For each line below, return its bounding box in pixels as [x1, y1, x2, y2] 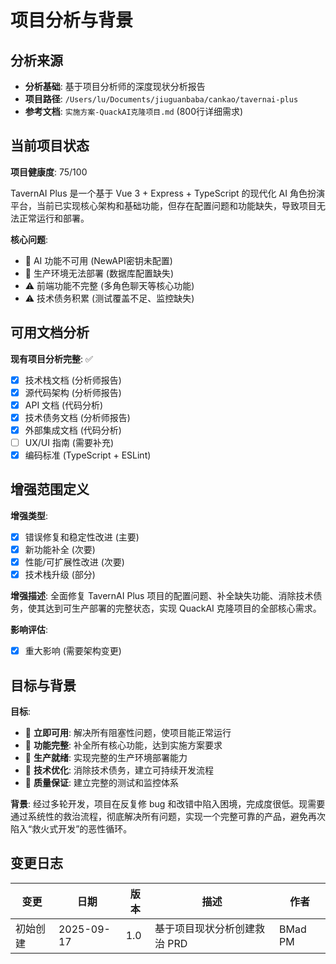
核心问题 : [10, 233, 49, 245]
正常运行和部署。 [18, 212, 90, 224]
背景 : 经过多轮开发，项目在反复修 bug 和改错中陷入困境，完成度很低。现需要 [10, 798, 326, 810]
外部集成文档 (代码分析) [24, 424, 122, 436]
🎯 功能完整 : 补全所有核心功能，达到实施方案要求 [24, 739, 223, 751]
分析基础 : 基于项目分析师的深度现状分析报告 [24, 81, 206, 92]
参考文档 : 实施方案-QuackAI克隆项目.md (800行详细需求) [24, 106, 244, 117]
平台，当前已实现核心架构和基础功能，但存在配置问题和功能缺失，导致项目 [10, 199, 317, 211]
